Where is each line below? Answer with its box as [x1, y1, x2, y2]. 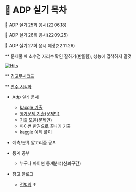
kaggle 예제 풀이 [19, 129, 52, 135]
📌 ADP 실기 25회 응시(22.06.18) [5, 22, 67, 28]
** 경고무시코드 [5, 73, 35, 79]
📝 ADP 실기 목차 [5, 4, 67, 16]
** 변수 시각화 [5, 83, 32, 89]
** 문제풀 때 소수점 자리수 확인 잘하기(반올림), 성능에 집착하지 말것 [5, 53, 132, 59]
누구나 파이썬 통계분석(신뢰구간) [19, 160, 81, 166]
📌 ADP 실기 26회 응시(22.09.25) [5, 32, 68, 38]
